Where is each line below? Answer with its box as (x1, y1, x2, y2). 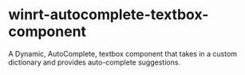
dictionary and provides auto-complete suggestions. (8, 57, 181, 67)
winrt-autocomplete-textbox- (8, 6, 209, 24)
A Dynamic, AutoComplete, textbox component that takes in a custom (8, 49, 238, 58)
